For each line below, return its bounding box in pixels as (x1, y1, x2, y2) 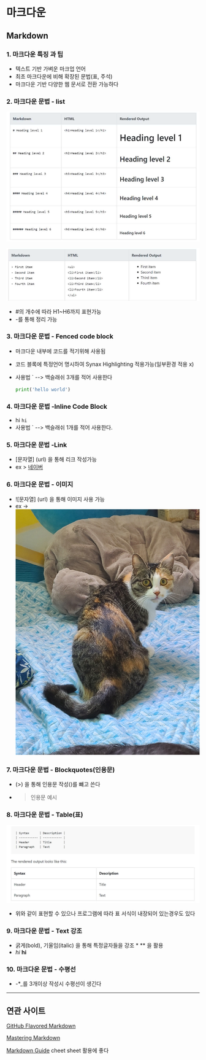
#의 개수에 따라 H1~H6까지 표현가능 (15, 308, 102, 315)
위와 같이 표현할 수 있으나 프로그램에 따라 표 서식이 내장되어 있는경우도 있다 (15, 910, 196, 917)
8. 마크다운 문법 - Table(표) (6, 811, 83, 819)
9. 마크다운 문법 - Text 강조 (6, 926, 83, 935)
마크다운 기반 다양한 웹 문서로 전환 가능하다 (15, 80, 119, 88)
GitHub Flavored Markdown (6, 1023, 76, 1030)
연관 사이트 (6, 1005, 46, 1016)
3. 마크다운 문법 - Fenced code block (6, 332, 113, 341)
